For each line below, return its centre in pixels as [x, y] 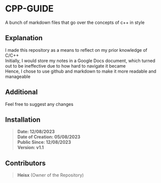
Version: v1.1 [30, 148]
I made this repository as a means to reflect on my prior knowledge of [76, 50]
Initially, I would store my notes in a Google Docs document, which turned [80, 61]
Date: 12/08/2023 [36, 132]
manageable [18, 76]
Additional [22, 92]
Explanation [24, 38]
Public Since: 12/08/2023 [44, 142]
